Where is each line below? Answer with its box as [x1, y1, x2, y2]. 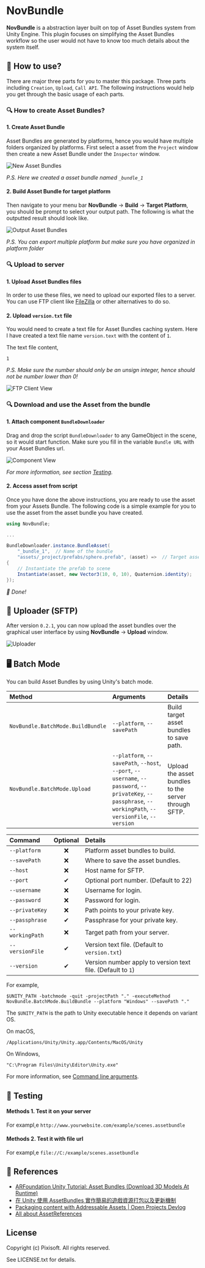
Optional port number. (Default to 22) [85, 876, 192, 885]
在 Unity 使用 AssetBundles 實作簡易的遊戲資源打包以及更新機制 [15, 1196, 176, 1204]
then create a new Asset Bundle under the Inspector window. [6, 150, 160, 157]
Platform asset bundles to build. [85, 846, 176, 855]
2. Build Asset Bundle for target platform [6, 188, 111, 195]
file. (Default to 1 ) [85, 966, 135, 974]
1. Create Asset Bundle [6, 124, 65, 131]
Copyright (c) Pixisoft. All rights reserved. [6, 1244, 110, 1251]
